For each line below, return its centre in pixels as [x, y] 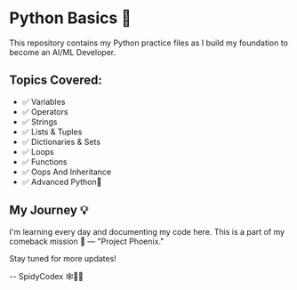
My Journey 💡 [49, 210]
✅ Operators [45, 111]
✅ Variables [44, 101]
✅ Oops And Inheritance [67, 172]
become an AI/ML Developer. [63, 52]
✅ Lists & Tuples [52, 132]
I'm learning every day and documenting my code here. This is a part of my [147, 231]
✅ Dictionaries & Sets [61, 141]
